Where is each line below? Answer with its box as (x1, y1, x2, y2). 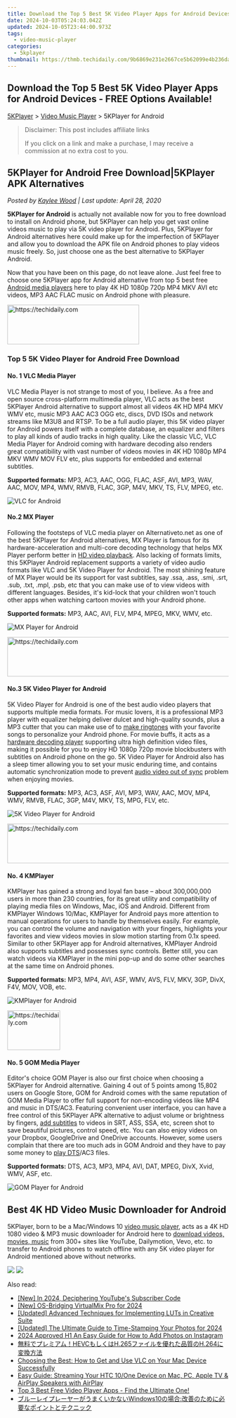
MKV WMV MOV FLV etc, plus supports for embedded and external (7, 454, 202, 463)
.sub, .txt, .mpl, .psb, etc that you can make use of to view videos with (7, 581, 209, 589)
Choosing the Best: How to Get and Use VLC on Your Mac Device (17, 1356, 207, 1365)
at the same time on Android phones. (7, 962, 114, 970)
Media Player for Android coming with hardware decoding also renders (7, 439, 213, 448)
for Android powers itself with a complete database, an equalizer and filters (7, 425, 225, 433)
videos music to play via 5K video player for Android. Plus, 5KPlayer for (7, 225, 214, 233)
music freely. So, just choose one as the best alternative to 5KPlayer (7, 247, 205, 256)
